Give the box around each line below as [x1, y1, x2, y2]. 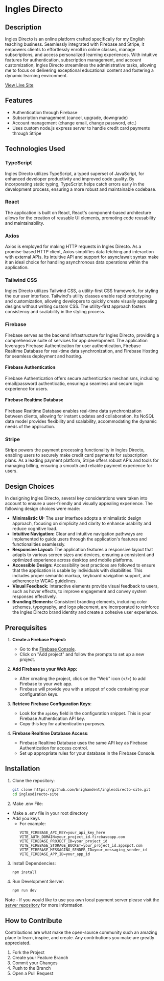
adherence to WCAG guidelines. [12, 578, 77, 584]
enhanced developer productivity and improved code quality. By [5, 176, 135, 181]
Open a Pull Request [12, 970, 54, 977]
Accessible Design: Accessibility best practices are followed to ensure [12, 562, 156, 568]
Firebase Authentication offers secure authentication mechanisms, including [5, 375, 159, 381]
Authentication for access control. [19, 745, 88, 751]
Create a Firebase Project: [12, 637, 67, 643]
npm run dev [12, 888, 37, 893]
